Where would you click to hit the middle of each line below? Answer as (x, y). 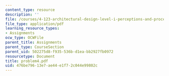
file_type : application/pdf (35, 24)
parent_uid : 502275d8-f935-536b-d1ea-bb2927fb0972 (59, 51)
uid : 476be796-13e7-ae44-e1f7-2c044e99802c (52, 65)
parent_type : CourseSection (35, 47)
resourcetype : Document (30, 56)
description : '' (22, 14)
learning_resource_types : (32, 28)
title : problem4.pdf (27, 61)
